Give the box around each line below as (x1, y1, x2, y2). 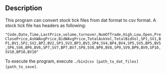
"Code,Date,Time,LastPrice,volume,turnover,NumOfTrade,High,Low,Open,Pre (5, 32, 162, 37)
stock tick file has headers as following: (5, 22, 86, 28)
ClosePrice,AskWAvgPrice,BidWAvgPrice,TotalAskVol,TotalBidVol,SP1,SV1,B (5, 36, 162, 41)
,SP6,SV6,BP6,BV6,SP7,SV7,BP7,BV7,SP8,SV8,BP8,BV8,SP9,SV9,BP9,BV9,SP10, (5, 45, 162, 50)
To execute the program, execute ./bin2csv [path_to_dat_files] (5, 58, 139, 64)
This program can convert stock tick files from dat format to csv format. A (5, 17, 157, 23)
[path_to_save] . (5, 63, 38, 69)
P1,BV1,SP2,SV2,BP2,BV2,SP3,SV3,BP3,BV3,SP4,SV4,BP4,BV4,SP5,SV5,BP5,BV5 (5, 41, 162, 46)
